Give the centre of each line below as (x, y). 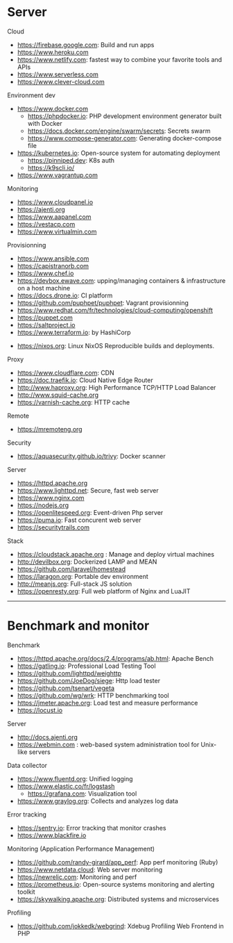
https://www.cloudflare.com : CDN (66, 372)
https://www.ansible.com (53, 259)
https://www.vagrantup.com (58, 175)
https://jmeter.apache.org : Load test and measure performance (107, 703)
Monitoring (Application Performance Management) (81, 848)
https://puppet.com (45, 318)
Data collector (27, 765)
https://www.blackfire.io (52, 835)
